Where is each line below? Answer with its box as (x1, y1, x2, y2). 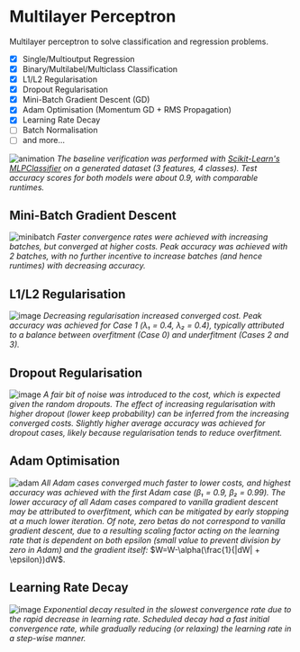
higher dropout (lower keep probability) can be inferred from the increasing (9, 408, 290, 419)
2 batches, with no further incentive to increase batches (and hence (9, 250, 263, 262)
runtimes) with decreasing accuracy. (9, 260, 146, 271)
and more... (22, 135, 66, 146)
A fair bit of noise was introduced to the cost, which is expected (43, 389, 281, 400)
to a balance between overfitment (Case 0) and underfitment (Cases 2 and (9, 330, 289, 340)
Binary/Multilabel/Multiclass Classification (22, 64, 178, 74)
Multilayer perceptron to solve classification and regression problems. (9, 36, 268, 47)
